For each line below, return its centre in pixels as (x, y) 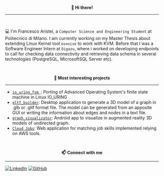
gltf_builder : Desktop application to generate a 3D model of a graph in (84, 102)
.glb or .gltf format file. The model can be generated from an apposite (82, 108)
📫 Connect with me (82, 153)
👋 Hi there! (82, 8)
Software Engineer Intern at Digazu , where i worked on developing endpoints (82, 49)
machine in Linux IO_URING (40, 97)
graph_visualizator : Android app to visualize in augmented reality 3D (82, 118)
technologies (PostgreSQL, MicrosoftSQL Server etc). (59, 59)
